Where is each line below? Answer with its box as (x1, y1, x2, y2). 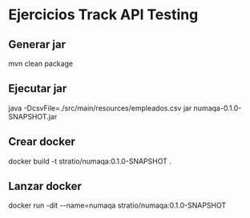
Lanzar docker (8, 180, 83, 193)
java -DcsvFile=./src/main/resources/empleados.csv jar (8, 103, 192, 113)
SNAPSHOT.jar (8, 111, 58, 121)
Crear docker (8, 135, 76, 149)
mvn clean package (8, 59, 74, 68)
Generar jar (8, 38, 67, 51)
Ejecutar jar (8, 82, 67, 95)
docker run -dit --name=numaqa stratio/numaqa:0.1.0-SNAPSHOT (8, 200, 227, 210)
